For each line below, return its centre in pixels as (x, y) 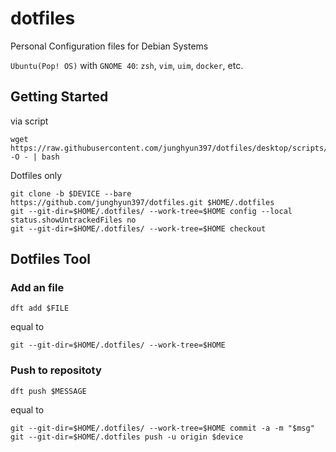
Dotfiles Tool (51, 259)
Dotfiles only (36, 175)
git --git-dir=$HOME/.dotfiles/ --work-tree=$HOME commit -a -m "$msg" (162, 428)
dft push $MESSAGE (48, 391)
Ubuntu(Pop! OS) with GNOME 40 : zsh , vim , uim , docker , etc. (127, 65)
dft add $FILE (40, 308)
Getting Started (59, 97)
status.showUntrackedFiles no (73, 220)
